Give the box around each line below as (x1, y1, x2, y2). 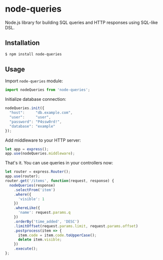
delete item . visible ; (18, 237, 62, 242)
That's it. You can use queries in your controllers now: (5, 160, 113, 166)
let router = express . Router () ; (5, 169, 71, 174)
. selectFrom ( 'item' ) (14, 187, 55, 192)
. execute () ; (14, 246, 38, 251)
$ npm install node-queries (5, 52, 62, 56)
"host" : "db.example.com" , (9, 111, 73, 115)
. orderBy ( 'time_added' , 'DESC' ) (14, 219, 79, 224)
